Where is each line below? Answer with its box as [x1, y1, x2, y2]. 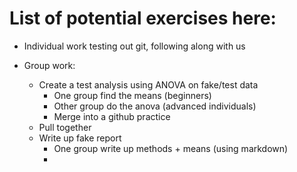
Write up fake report [38, 132, 122, 144]
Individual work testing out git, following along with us [23, 40, 246, 52]
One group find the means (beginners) [53, 89, 212, 101]
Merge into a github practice [53, 110, 171, 122]
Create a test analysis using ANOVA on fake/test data [38, 78, 259, 91]
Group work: [23, 59, 76, 71]
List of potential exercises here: [9, 7, 277, 30]
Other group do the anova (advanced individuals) [53, 100, 257, 112]
